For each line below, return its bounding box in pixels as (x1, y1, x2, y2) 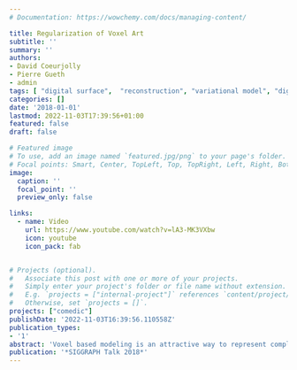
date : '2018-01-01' (9, 103, 81, 112)
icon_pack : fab (25, 242, 81, 251)
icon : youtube (25, 234, 77, 243)
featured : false (9, 119, 69, 128)
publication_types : (9, 323, 81, 332)
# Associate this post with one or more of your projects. (9, 274, 240, 283)
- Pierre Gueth (9, 70, 65, 80)
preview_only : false (17, 193, 93, 202)
